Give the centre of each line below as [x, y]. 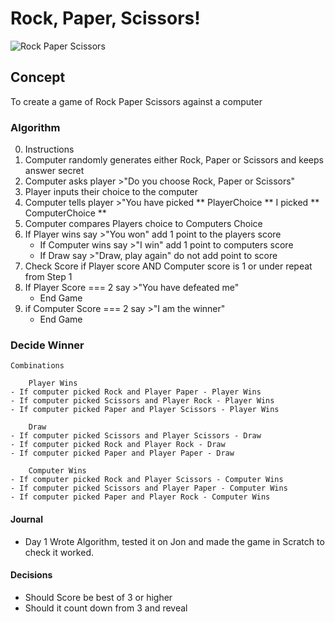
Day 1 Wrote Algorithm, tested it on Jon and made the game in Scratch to [174, 541]
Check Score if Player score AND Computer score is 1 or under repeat [168, 266]
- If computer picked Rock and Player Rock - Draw [118, 445]
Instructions [49, 149]
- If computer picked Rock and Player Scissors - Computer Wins [147, 480]
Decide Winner [47, 345]
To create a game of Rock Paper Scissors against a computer [136, 101]
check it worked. [59, 552]
